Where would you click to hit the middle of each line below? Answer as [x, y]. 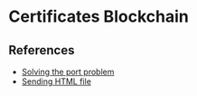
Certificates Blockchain [98, 17]
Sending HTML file [56, 82]
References [42, 50]
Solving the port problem [68, 72]
